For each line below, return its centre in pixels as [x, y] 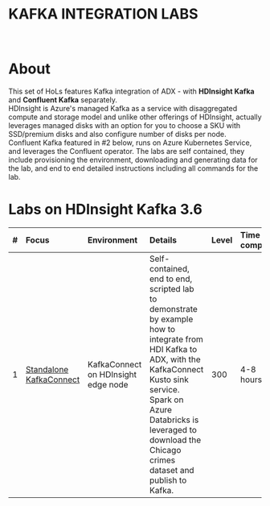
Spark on [167, 400]
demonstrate [174, 309]
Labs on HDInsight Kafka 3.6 [105, 209]
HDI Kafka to [174, 349]
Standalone [47, 369]
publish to [168, 480]
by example [172, 319]
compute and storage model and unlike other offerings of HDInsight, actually [135, 117]
